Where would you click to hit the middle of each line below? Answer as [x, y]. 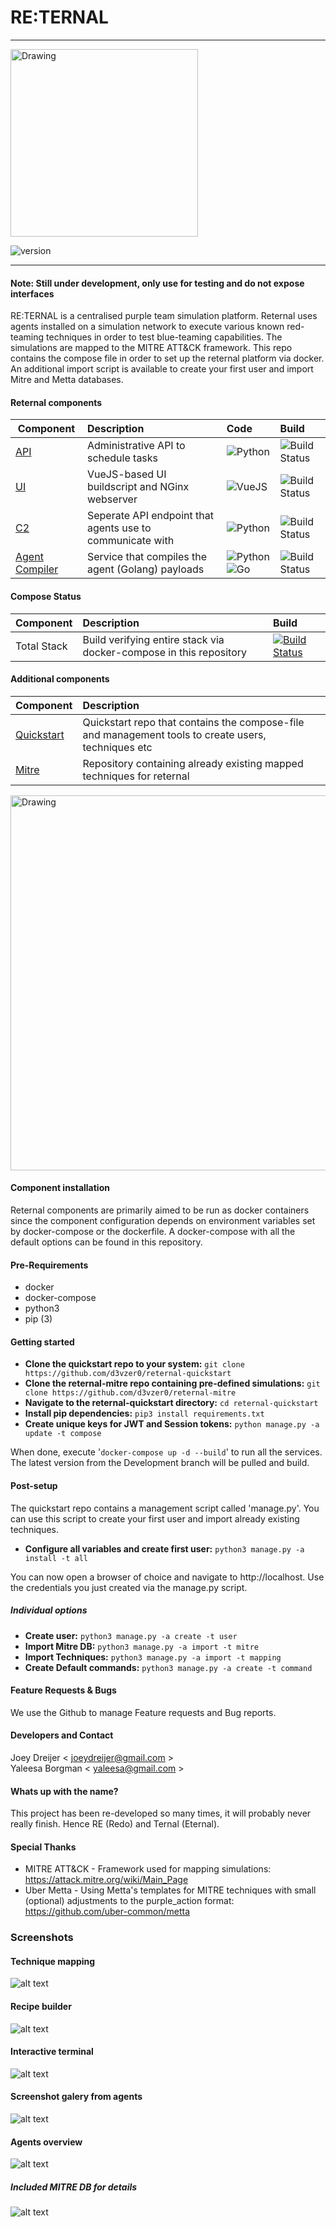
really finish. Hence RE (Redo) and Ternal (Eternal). [115, 1824]
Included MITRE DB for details [74, 2187]
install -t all [56, 1558]
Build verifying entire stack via [153, 639]
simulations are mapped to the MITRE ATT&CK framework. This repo [151, 348]
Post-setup [34, 1485]
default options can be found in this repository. [106, 1242]
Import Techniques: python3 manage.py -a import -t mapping [153, 1657]
